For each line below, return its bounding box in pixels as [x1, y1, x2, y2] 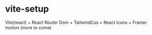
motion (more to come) [5, 24, 52, 30]
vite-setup [5, 3, 49, 15]
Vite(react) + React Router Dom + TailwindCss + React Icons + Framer [5, 19, 148, 25]
